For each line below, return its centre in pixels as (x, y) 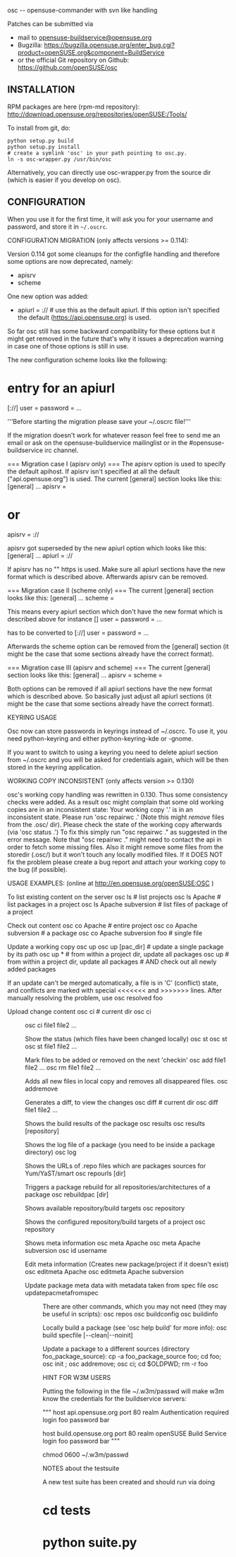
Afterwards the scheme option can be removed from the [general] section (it (118, 646)
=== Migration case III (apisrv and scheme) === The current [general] (109, 667)
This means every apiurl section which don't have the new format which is (115, 611)
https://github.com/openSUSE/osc (67, 67)
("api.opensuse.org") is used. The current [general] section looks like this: (114, 478)
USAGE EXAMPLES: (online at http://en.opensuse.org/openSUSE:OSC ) (111, 883)
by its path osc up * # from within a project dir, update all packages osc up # (118, 954)
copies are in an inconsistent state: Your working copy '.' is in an (100, 809)
